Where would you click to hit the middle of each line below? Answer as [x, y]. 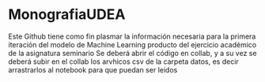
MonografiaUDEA [67, 15]
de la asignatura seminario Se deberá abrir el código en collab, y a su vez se [132, 53]
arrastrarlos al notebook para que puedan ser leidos [93, 69]
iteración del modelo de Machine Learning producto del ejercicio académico [132, 44]
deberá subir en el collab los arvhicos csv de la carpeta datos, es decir [123, 61]
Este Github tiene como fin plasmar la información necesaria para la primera [132, 36]
